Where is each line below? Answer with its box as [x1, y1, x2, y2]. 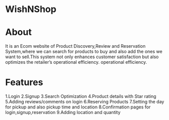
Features [5, 77, 43, 88]
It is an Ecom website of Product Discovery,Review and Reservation [5, 43, 146, 49]
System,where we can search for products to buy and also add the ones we [5, 49, 162, 55]
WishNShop [5, 4, 57, 15]
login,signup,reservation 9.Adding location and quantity [5, 109, 121, 115]
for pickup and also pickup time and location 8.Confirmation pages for [5, 104, 151, 110]
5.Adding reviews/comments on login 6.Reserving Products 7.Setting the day [5, 99, 164, 105]
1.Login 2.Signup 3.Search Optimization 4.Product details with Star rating [5, 93, 156, 99]
